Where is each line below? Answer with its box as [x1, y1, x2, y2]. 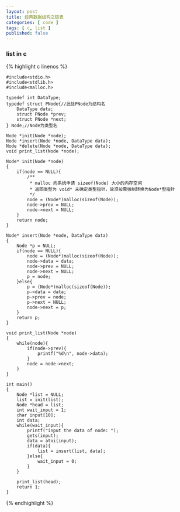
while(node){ [16, 341, 49, 347]
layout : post [6, 8, 38, 15]
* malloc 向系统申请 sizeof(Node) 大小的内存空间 [29, 180, 142, 187]
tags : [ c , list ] [6, 25, 51, 31]
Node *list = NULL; [16, 392, 64, 398]
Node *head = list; [16, 402, 64, 408]
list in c [6, 50, 27, 58]
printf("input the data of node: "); [27, 428, 119, 434]
